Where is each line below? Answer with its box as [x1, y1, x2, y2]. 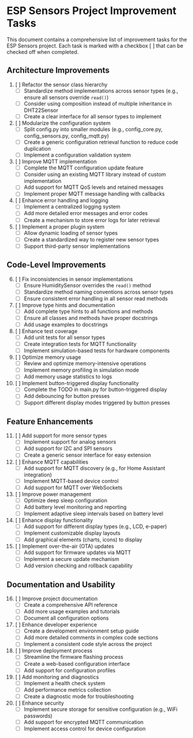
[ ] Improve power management [15, 491, 91, 498]
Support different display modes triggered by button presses [23, 399, 170, 406]
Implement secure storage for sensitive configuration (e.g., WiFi [23, 705, 178, 713]
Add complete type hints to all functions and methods [23, 308, 154, 315]
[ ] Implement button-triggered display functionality [15, 380, 139, 387]
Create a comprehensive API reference [23, 601, 118, 608]
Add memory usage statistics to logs [23, 373, 113, 380]
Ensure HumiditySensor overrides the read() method [23, 281, 151, 288]
